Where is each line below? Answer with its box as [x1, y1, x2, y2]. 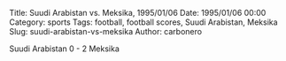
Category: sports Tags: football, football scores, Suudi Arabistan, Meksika [9, 17, 278, 27]
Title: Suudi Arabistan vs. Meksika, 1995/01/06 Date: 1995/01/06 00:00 [9, 8, 267, 18]
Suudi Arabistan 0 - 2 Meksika [9, 43, 120, 54]
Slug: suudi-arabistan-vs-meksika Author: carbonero [9, 27, 202, 36]
